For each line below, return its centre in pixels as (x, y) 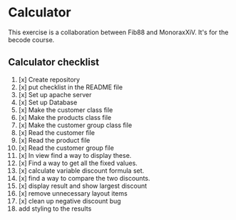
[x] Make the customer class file (66, 110)
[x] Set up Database (48, 102)
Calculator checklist (53, 62)
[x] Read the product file (54, 140)
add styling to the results (55, 209)
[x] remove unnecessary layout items (73, 193)
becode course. (31, 39)
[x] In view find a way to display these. (75, 155)
